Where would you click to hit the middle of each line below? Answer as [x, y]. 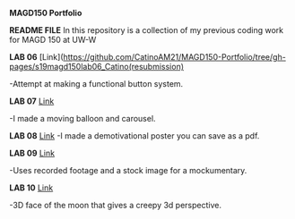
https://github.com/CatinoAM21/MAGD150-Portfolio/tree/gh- [175, 57]
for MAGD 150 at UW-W [53, 40]
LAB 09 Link [32, 153]
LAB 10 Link [31, 188]
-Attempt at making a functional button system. [96, 84]
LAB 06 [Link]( [37, 57]
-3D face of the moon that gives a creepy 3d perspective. [116, 205]
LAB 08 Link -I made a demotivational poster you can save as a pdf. [134, 136]
